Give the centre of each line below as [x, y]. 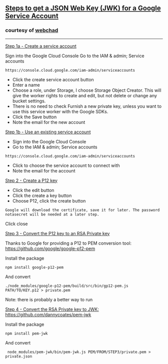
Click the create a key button [42, 196]
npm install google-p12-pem [34, 267]
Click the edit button [33, 190]
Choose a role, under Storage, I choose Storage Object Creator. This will [87, 90]
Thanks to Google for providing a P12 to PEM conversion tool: [68, 243]
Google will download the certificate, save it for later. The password [82, 210]
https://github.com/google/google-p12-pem [50, 248]
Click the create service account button [53, 79]
